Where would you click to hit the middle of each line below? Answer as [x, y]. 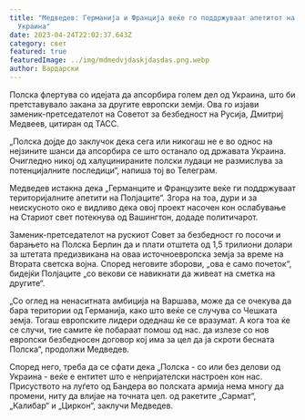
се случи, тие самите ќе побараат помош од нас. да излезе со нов [139, 330]
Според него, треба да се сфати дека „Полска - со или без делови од [145, 366]
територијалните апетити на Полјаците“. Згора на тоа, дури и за [133, 198]
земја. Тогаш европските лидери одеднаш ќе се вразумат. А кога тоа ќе [150, 320]
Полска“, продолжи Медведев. [70, 349]
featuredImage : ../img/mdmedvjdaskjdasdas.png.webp [109, 60]
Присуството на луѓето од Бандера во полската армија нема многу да [147, 386]
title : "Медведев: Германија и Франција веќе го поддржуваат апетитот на [152, 18]
